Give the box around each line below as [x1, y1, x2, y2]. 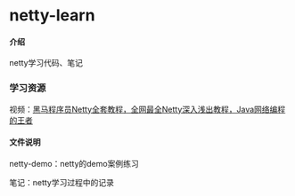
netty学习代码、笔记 [9, 58, 83, 68]
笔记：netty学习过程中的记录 [9, 176, 114, 187]
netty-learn [9, 5, 95, 26]
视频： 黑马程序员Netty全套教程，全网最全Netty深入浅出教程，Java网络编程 [9, 104, 286, 114]
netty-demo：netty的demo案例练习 [9, 158, 140, 169]
